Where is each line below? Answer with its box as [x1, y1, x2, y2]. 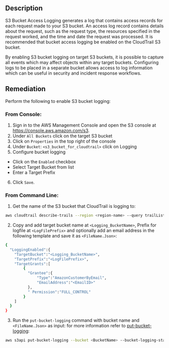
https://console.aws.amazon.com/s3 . [12, 127, 90, 133]
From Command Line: [5, 192, 59, 199]
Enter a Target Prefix [12, 169, 55, 176]
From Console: [5, 110, 42, 118]
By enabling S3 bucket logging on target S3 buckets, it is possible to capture [5, 54, 164, 60]
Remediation [5, 85, 46, 93]
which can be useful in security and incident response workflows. [5, 70, 142, 76]
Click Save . [12, 179, 35, 185]
